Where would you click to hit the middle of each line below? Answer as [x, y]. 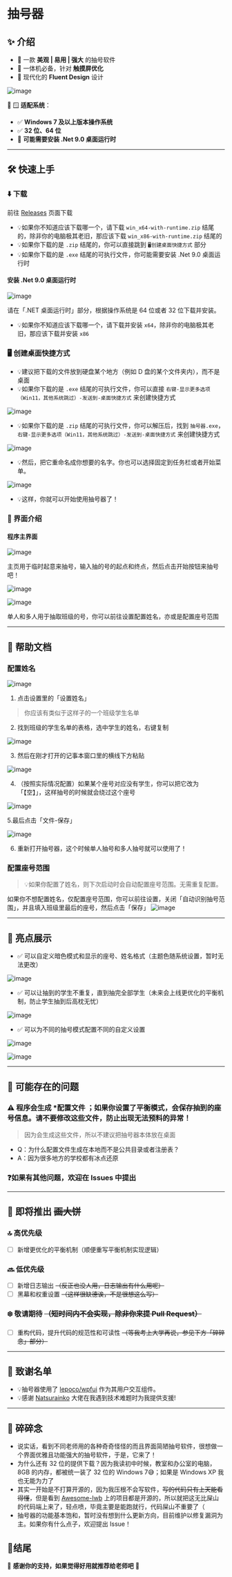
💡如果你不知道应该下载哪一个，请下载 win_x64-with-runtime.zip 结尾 [116, 227]
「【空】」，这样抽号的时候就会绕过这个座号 [76, 792]
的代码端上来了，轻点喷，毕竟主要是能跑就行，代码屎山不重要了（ [111, 1507]
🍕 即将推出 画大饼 [44, 1212]
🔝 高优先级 [25, 1233]
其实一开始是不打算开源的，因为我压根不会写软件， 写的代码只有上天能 [117, 1489]
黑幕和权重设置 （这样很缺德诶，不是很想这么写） [88, 1294]
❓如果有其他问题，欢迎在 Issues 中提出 [72, 1178]
